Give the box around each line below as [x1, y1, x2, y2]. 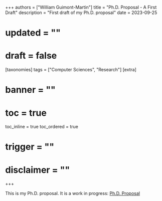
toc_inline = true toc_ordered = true [5, 124, 79, 130]
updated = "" [5, 27, 61, 39]
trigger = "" [5, 141, 54, 152]
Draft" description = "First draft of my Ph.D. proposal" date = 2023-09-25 [5, 10, 157, 16]
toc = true [5, 107, 47, 118]
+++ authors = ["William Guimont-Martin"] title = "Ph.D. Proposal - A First [5, 5, 157, 10]
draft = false [5, 50, 57, 62]
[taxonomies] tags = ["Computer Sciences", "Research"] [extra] [5, 67, 137, 73]
